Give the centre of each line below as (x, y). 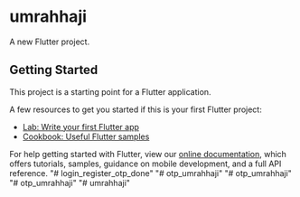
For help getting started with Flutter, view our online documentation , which (148, 154)
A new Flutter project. (50, 42)
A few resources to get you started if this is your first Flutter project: (136, 109)
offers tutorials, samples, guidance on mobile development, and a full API (145, 164)
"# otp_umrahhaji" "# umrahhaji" (70, 183)
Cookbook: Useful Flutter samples (86, 136)
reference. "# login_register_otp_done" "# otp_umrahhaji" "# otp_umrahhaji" (150, 173)
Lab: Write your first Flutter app (81, 127)
